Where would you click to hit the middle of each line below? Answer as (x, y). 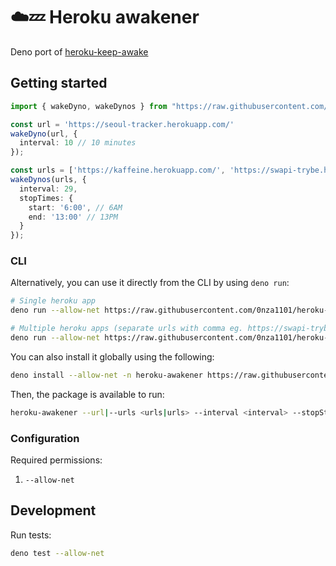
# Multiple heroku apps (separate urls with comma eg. (127, 329)
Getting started (59, 83)
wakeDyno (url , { (44, 134)
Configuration (45, 438)
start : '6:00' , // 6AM (75, 207)
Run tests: (31, 535)
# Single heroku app (53, 301)
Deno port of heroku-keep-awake (79, 51)
